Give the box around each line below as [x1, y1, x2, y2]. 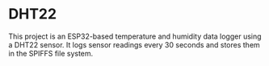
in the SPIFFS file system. [8, 48, 94, 58]
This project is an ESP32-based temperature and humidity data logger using [8, 31, 262, 41]
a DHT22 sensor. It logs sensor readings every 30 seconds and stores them [8, 39, 260, 49]
